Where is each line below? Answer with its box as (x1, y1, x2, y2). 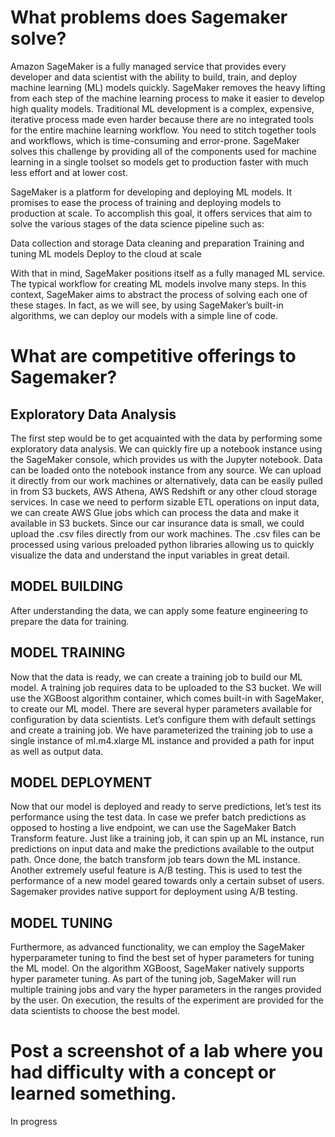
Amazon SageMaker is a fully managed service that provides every (10, 60, 287, 72)
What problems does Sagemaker (10, 6, 288, 29)
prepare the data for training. (10, 615, 130, 627)
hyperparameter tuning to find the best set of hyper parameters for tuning (10, 952, 315, 964)
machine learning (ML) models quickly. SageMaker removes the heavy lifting (10, 81, 326, 93)
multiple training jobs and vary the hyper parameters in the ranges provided (10, 984, 322, 996)
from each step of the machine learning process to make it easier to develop (10, 92, 325, 104)
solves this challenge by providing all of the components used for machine (10, 145, 317, 157)
